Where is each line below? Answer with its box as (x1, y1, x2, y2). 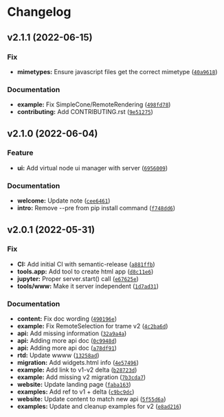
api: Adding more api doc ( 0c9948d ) (16, 337, 117, 345)
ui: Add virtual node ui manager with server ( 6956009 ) (16, 164, 168, 172)
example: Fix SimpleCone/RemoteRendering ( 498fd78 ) (16, 100, 171, 109)
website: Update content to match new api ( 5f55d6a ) (16, 395, 166, 403)
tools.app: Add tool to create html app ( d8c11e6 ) (16, 267, 154, 275)
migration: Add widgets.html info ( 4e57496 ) (16, 359, 139, 367)
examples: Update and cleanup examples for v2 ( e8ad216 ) (16, 403, 182, 411)
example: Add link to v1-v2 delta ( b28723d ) (16, 365, 137, 374)
